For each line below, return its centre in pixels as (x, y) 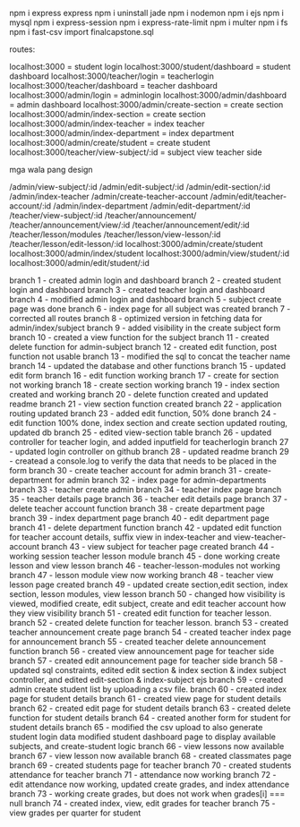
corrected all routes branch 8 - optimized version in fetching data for (136, 318)
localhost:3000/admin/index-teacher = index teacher (107, 124)
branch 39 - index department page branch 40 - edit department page (140, 518)
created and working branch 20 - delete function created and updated (139, 394)
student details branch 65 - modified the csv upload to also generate (136, 727)
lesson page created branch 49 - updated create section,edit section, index (149, 584)
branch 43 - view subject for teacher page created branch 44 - (158, 546)
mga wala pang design (51, 170)
